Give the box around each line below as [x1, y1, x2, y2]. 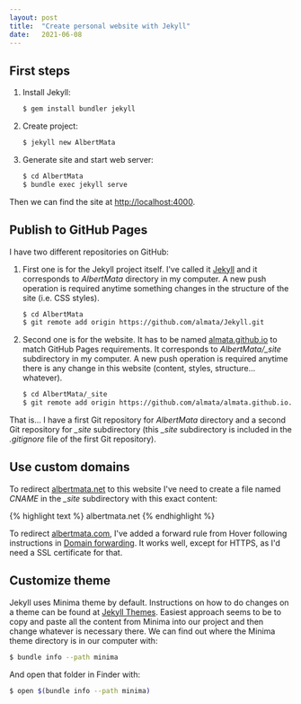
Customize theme [9, 573, 111, 589]
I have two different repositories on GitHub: [9, 246, 169, 257]
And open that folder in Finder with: [9, 669, 141, 680]
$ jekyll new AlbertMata [22, 138, 116, 147]
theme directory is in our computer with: [9, 635, 158, 646]
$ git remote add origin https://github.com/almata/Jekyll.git [22, 318, 265, 327]
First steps [9, 63, 70, 78]
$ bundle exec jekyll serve [22, 180, 128, 189]
